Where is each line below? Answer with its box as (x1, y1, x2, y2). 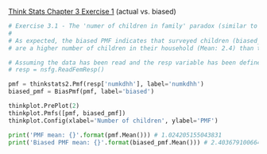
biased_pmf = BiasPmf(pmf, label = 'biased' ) (8, 87, 155, 96)
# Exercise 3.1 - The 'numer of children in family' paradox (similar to (8, 22, 258, 30)
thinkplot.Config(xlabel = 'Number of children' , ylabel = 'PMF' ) (8, 117, 219, 125)
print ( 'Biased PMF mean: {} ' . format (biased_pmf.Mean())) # (8, 138, 208, 146)
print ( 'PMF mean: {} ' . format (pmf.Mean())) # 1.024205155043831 (8, 131, 222, 139)
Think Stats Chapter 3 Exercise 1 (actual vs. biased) (8, 7, 176, 16)
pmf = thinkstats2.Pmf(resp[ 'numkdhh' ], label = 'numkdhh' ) (8, 80, 204, 88)
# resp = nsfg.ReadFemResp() (8, 66, 105, 74)
